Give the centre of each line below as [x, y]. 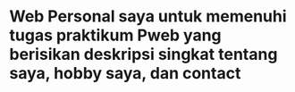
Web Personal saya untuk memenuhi [148, 17]
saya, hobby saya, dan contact [125, 74]
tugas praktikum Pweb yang [115, 35]
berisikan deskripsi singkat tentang [143, 54]
